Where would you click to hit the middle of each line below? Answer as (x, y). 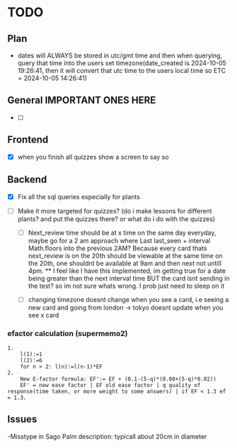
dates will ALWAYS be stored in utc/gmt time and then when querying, (120, 55)
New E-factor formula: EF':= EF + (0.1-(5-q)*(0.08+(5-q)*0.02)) (118, 379)
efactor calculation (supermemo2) (68, 333)
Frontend (28, 140)
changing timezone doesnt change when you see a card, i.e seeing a (128, 299)
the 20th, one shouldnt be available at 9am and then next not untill (125, 263)
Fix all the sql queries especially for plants (79, 196)
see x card (44, 315)
